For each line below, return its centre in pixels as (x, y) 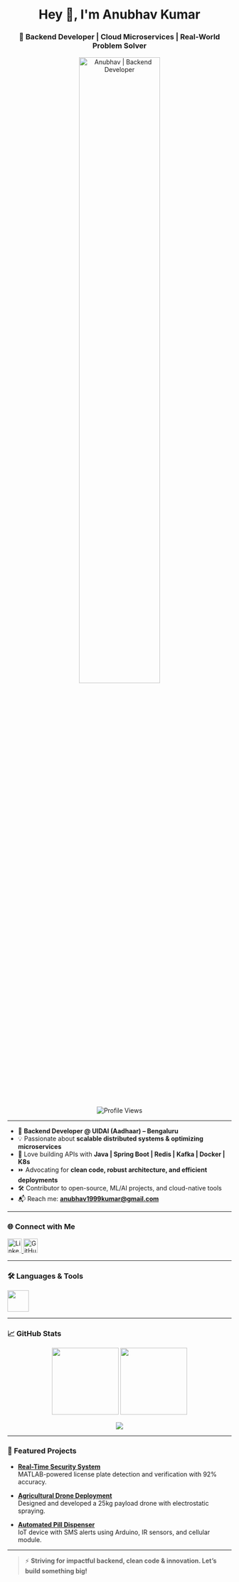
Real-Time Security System (59, 1466)
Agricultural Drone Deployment (65, 1495)
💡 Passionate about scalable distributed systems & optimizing (111, 1139)
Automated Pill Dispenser (56, 1524)
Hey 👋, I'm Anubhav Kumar (119, 15)
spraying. (31, 1511)
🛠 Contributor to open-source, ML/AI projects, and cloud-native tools (120, 1188)
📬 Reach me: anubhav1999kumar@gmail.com (88, 1199)
